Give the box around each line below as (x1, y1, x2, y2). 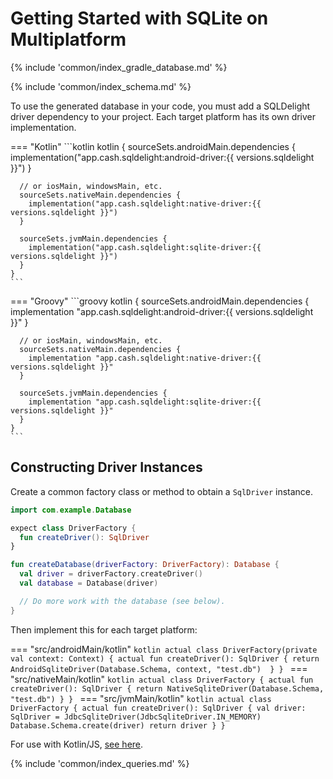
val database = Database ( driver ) (19, 578, 159, 588)
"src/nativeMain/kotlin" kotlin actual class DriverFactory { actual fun (10, 673, 314, 685)
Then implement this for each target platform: (10, 623, 198, 636)
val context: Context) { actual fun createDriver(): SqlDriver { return (10, 653, 320, 664)
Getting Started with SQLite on (10, 7, 269, 30)
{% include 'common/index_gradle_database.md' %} (10, 61, 228, 73)
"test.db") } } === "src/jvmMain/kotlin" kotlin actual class (10, 692, 272, 704)
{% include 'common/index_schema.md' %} (10, 80, 192, 92)
